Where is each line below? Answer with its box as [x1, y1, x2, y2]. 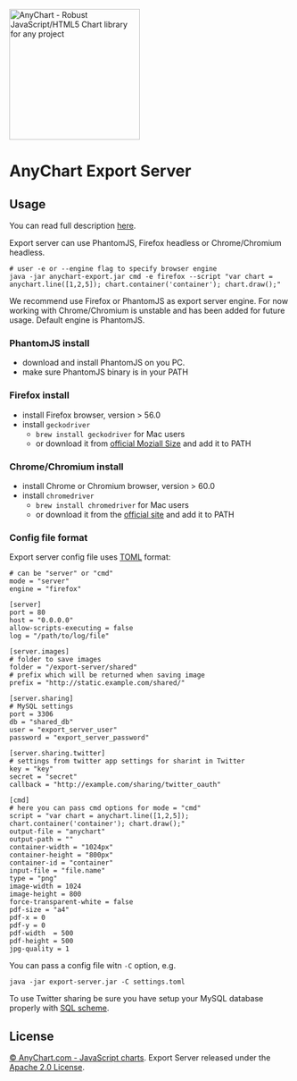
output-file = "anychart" [9, 827, 105, 836]
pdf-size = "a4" [9, 906, 70, 915]
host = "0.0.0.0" [9, 616, 74, 625]
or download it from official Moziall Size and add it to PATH [35, 438, 252, 449]
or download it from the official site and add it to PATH [35, 509, 235, 519]
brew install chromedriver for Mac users [35, 499, 189, 510]
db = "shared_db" [9, 718, 74, 727]
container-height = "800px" [9, 850, 114, 860]
